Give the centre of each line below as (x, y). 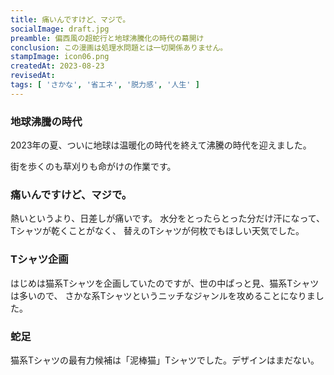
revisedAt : (33, 76)
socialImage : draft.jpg (60, 29)
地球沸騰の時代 (46, 121)
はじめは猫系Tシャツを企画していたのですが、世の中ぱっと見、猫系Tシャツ (165, 283)
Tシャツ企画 (39, 259)
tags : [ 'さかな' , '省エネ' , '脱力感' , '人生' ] (105, 85)
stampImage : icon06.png (60, 57)
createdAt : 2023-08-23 (57, 66)
